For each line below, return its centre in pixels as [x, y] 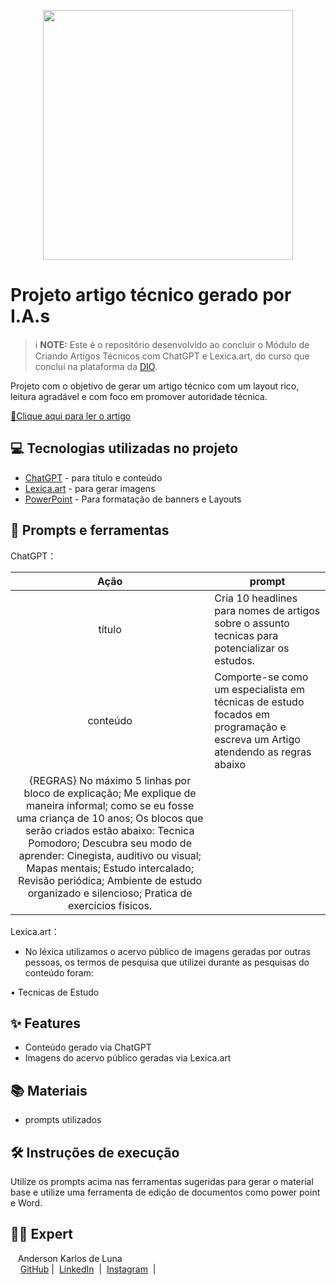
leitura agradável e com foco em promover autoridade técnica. [139, 396]
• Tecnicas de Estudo [55, 992]
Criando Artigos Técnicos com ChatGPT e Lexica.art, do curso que [172, 356]
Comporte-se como [261, 677]
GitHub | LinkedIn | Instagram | [88, 1269]
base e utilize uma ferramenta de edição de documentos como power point [165, 1192]
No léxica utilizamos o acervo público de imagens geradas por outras [167, 951]
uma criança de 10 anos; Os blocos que [110, 818]
